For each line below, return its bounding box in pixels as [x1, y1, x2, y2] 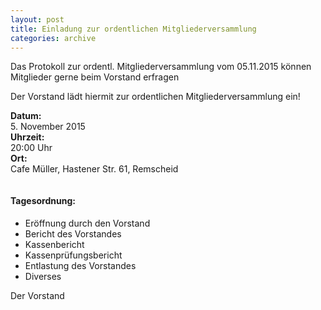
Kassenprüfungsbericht [24, 249, 123, 261]
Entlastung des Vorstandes [24, 259, 137, 271]
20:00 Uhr [10, 142, 53, 154]
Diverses [24, 270, 62, 282]
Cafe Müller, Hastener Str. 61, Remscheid [10, 163, 179, 175]
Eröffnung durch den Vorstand [24, 217, 151, 229]
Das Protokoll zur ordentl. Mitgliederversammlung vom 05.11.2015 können [10, 61, 312, 73]
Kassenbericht [24, 238, 85, 250]
